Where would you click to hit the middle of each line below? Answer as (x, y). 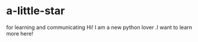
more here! (20, 33)
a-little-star (35, 11)
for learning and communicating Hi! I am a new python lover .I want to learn (99, 27)
